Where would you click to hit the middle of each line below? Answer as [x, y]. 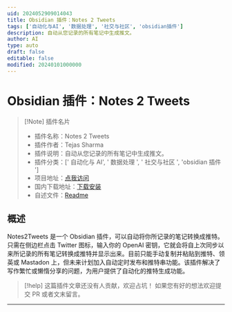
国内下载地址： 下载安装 [68, 186]
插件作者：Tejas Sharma [69, 145]
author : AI [23, 39]
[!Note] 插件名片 [47, 121]
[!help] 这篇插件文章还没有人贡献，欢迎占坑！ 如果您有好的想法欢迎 [120, 286]
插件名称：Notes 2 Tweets [72, 136]
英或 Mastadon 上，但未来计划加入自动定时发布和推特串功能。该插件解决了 [114, 262]
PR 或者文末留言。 [58, 294]
